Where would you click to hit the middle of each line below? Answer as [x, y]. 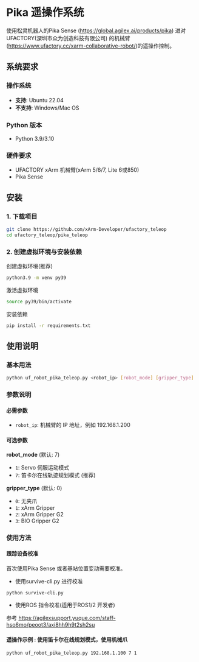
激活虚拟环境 [22, 290]
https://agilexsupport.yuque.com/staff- [67, 618]
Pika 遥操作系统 [45, 12]
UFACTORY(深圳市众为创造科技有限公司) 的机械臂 [68, 38]
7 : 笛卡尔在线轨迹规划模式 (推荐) [55, 475]
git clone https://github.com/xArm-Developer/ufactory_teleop [86, 229]
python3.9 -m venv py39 [36, 278]
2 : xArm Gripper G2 [39, 515]
